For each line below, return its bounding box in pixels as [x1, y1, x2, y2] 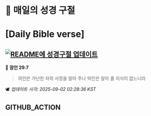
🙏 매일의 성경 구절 [5, 5, 75, 16]
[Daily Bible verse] [5, 29, 85, 40]
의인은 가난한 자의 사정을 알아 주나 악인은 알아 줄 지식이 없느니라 [17, 75, 146, 82]
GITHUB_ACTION [5, 103, 61, 111]
